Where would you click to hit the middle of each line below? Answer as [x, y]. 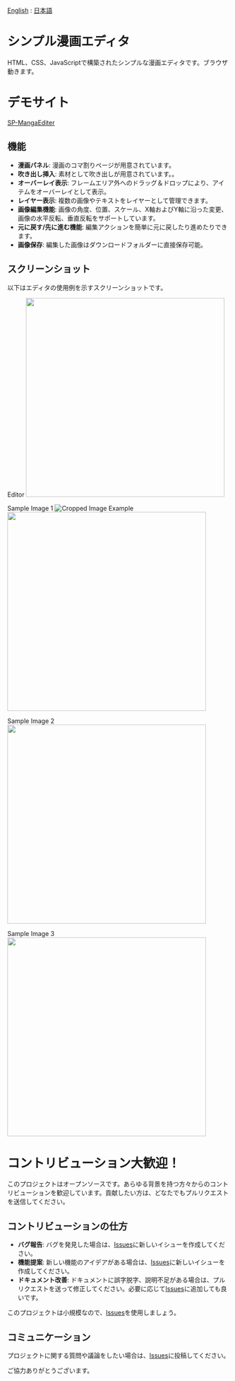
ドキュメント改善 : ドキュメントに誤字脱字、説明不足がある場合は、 [115, 1280]
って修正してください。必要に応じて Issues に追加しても [141, 1289]
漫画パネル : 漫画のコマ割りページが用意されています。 [96, 165]
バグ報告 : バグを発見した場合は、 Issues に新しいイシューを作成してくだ [121, 1244]
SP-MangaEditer [31, 122]
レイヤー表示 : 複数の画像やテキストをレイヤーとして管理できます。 [114, 200]
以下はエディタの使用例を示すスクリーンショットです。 [87, 287]
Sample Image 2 [31, 721]
